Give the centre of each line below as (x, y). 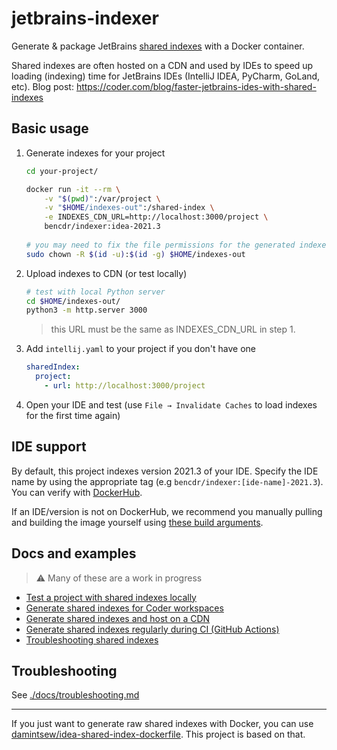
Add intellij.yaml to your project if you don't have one (141, 349)
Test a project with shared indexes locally (111, 597)
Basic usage (50, 128)
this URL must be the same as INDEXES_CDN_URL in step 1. (173, 329)
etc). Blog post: (42, 86)
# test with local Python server (95, 292)
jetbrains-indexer (85, 18)
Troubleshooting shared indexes (92, 639)
